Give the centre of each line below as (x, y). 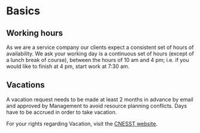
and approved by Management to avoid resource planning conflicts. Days (97, 106)
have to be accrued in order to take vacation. (62, 112)
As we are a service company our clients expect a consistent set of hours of (100, 47)
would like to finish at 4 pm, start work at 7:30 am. (68, 66)
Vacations (25, 85)
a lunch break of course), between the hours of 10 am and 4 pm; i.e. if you (98, 60)
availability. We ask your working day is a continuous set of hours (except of (100, 54)
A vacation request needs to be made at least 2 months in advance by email (100, 99)
